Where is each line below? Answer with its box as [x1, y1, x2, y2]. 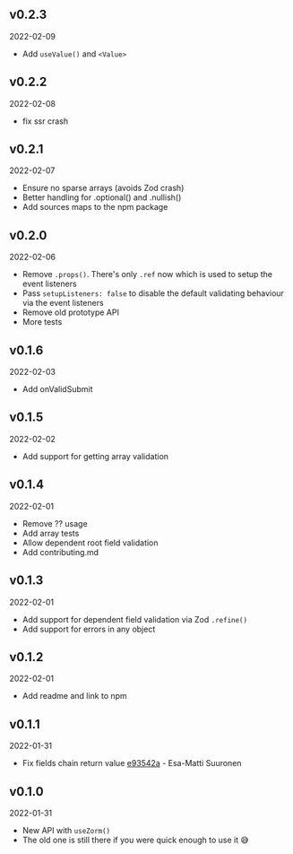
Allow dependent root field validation [22, 537, 159, 548]
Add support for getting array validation [22, 450, 168, 461]
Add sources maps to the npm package [22, 202, 168, 213]
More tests [22, 317, 63, 327]
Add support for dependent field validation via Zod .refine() [22, 614, 248, 624]
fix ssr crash [22, 116, 69, 126]
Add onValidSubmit [22, 384, 93, 395]
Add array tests [22, 527, 80, 538]
